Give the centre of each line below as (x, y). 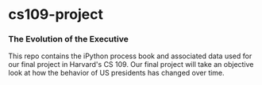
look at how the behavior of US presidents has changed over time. (116, 73)
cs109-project (56, 15)
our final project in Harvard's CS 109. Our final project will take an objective (131, 65)
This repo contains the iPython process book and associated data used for (130, 56)
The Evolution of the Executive (68, 39)
